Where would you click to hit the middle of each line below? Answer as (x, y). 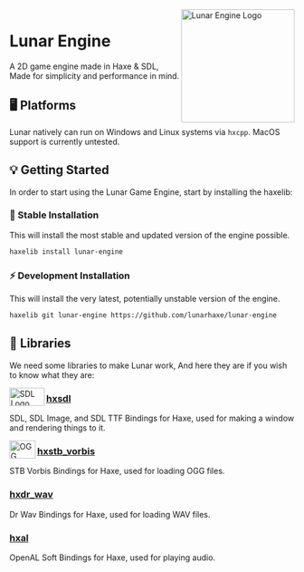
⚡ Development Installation (70, 276)
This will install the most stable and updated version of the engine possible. (150, 235)
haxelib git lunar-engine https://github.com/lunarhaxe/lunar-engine (143, 315)
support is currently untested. (65, 141)
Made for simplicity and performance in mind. (95, 75)
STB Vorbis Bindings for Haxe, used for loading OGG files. (117, 471)
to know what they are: (52, 374)
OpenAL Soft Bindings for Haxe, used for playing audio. (112, 557)
